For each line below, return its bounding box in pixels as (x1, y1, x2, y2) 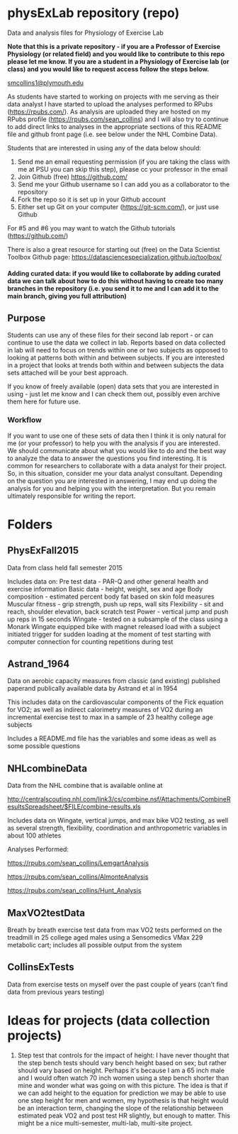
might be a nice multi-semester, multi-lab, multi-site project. (17, 1118, 193, 1127)
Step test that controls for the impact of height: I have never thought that (17, 1051, 229, 1060)
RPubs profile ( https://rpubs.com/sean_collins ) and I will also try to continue (7, 115, 229, 123)
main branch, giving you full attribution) (7, 291, 127, 300)
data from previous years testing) (7, 987, 105, 996)
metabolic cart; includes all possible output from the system (7, 941, 182, 950)
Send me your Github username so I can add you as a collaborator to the (17, 179, 230, 189)
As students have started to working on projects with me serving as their (7, 92, 220, 101)
